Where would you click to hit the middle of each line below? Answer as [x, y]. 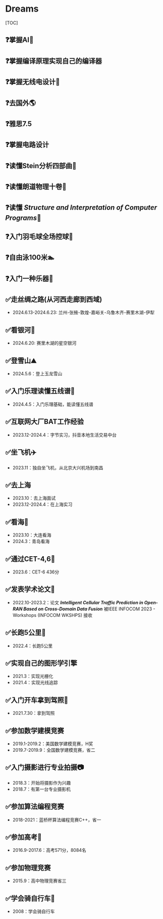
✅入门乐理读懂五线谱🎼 [40, 391]
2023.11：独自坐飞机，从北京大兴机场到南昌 [58, 467]
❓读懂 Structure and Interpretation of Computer [81, 208]
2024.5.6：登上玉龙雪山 [37, 374]
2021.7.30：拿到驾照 [34, 713]
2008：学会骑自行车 [34, 911]
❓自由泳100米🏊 [30, 257]
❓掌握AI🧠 [19, 40]
